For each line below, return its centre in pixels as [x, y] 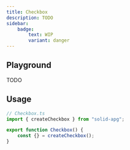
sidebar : [17, 23]
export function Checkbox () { [45, 130]
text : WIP [41, 35]
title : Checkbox [27, 12]
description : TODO [30, 18]
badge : [26, 29]
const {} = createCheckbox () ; [56, 136]
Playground [29, 65]
